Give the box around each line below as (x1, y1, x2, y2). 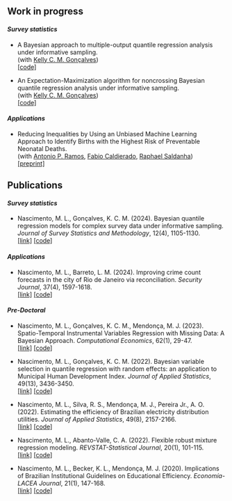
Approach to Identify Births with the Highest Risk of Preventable (17, 137, 200, 145)
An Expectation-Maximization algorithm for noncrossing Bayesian (17, 76, 205, 84)
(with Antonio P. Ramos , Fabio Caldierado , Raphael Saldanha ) (17, 152, 193, 160)
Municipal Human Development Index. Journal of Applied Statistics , (17, 372, 212, 380)
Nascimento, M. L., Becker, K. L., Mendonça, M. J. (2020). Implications (17, 464, 220, 472)
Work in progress (7, 6, 83, 17)
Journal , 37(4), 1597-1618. (17, 283, 92, 291)
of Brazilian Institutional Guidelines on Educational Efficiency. (17, 471, 192, 479)
